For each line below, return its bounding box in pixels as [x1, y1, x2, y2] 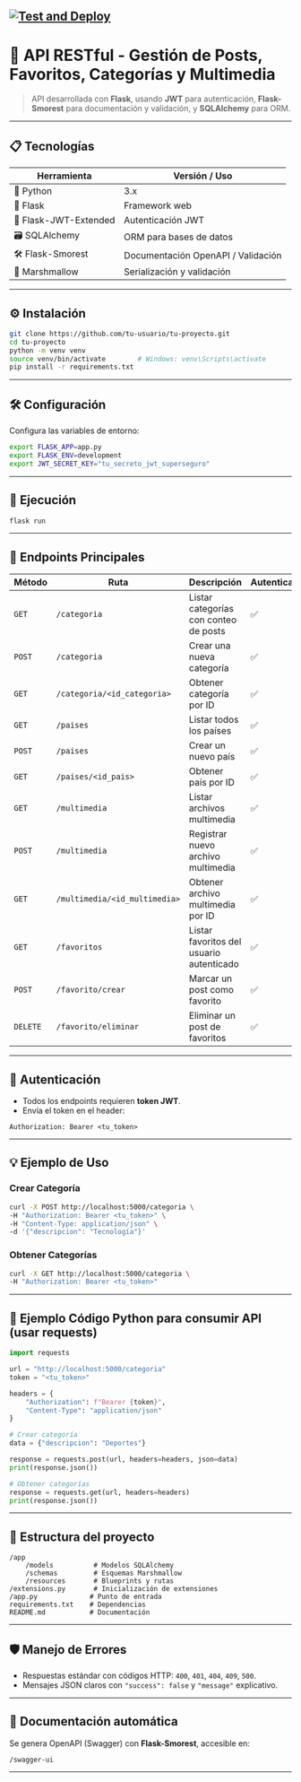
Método [13, 576, 47, 588]
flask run [9, 517, 47, 526]
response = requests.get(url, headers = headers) [9, 1488, 191, 1497]
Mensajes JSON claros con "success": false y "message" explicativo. [21, 1680, 279, 1691]
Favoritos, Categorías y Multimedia [9, 64, 276, 84]
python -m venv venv [9, 346, 87, 355]
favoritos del [188, 935, 242, 948]
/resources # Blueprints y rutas [25, 1577, 175, 1586]
